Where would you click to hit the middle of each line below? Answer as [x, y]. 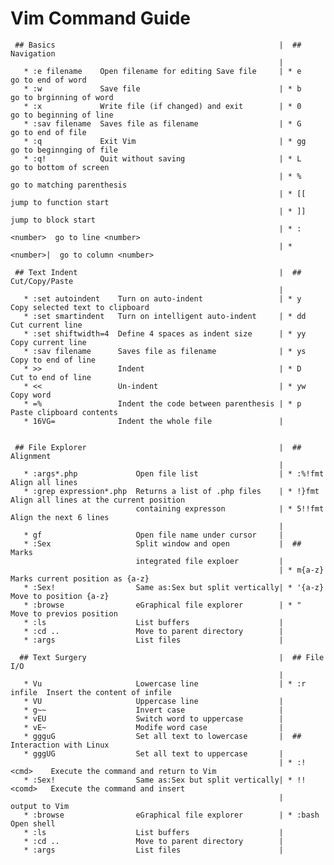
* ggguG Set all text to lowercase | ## [162, 736]
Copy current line [48, 342]
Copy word [31, 395]
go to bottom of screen [60, 167]
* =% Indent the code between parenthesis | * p [162, 403]
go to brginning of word [62, 97]
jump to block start [53, 220]
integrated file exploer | [209, 561]
